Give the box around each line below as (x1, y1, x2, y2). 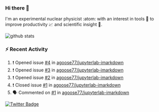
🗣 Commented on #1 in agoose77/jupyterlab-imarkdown (12, 89, 130, 95)
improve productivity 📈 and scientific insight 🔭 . (5, 21, 103, 27)
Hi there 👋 (5, 4, 30, 11)
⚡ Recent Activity (5, 46, 48, 53)
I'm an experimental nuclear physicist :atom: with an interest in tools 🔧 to (5, 16, 155, 22)
